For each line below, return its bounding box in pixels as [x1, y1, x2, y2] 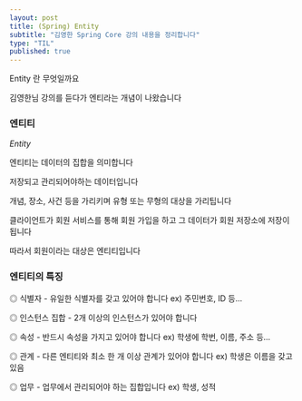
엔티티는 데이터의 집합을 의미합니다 [9, 157, 133, 168]
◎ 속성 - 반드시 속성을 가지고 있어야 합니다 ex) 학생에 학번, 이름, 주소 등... [9, 331, 271, 342]
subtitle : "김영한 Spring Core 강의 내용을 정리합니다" [9, 30, 200, 39]
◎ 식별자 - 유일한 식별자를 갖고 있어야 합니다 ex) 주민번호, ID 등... [9, 292, 243, 304]
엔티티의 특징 [9, 270, 63, 283]
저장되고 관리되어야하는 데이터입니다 [9, 176, 139, 187]
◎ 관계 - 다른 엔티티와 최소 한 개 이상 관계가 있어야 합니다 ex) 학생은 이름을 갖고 [9, 350, 293, 361]
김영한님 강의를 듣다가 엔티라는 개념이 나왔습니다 [9, 93, 182, 103]
